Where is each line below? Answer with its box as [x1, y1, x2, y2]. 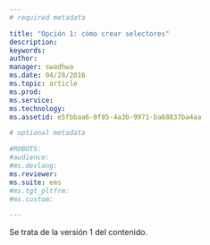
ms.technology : [9, 104, 66, 113]
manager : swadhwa [9, 63, 74, 72]
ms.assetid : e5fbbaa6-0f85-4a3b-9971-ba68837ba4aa [9, 113, 202, 122]
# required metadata [9, 13, 87, 22]
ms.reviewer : [9, 169, 58, 179]
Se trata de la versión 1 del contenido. [9, 227, 148, 238]
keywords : [9, 46, 46, 55]
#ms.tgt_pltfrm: [9, 186, 70, 195]
